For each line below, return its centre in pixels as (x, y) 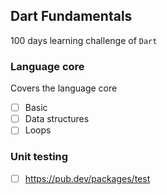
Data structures (57, 119)
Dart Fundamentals (71, 16)
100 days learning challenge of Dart (84, 40)
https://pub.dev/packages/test (87, 178)
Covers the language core (64, 88)
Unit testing (39, 157)
